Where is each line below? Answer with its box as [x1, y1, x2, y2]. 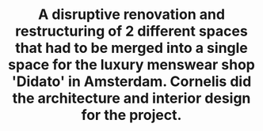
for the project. [81, 107, 182, 124]
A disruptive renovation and [37, 6, 226, 24]
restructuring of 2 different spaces [15, 22, 248, 40]
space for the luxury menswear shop [7, 56, 256, 74]
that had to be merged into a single [15, 39, 248, 57]
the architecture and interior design [12, 89, 251, 107]
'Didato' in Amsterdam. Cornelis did [11, 73, 252, 91]
